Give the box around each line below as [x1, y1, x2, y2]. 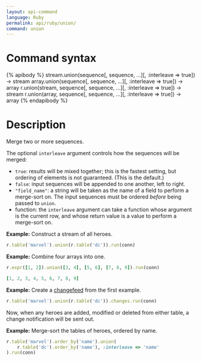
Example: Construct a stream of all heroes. [6, 230, 113, 238]
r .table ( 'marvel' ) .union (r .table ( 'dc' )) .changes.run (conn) [6, 298, 157, 304]
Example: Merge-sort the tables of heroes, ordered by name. [6, 327, 158, 334]
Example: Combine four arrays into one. [6, 253, 106, 260]
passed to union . [14, 200, 56, 207]
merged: [6, 156, 27, 163]
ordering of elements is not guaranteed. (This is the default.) [14, 174, 164, 181]
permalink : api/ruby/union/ [6, 20, 77, 26]
